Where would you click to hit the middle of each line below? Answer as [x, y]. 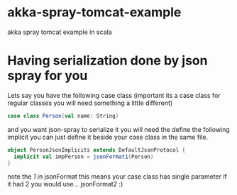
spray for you [48, 76]
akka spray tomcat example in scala [60, 32]
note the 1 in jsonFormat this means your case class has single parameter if [117, 177]
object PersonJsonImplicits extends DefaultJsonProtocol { [97, 150]
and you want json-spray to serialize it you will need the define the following [119, 129]
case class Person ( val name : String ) [63, 116]
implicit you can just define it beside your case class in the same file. [108, 137]
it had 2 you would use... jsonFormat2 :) [65, 184]
